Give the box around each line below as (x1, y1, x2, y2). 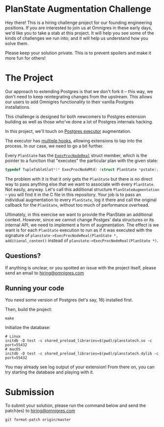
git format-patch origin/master (5, 417, 71, 422)
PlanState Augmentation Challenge (5, 3, 152, 15)
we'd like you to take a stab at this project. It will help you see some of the (5, 30, 154, 36)
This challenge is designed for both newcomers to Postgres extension (5, 114, 146, 119)
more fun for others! (5, 55, 46, 61)
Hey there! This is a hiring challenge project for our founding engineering (5, 20, 152, 25)
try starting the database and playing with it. (5, 369, 94, 375)
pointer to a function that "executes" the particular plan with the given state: (5, 158, 158, 164)
